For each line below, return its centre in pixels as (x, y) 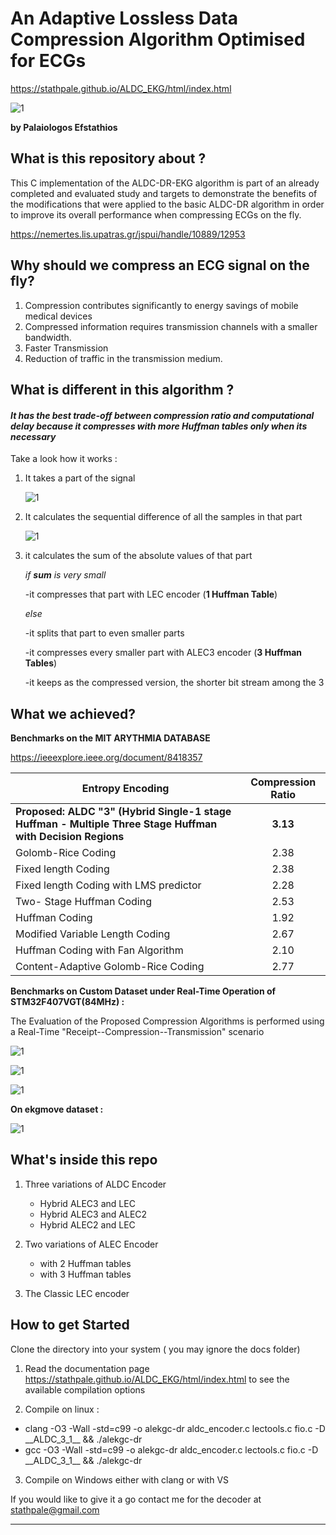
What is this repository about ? (108, 158)
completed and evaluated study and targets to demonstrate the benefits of (164, 193)
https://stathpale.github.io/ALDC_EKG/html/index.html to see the (157, 1379)
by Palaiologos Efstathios (64, 127)
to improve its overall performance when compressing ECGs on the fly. (156, 214)
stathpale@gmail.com (55, 1509)
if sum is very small (65, 575)
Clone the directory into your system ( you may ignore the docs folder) (155, 1349)
